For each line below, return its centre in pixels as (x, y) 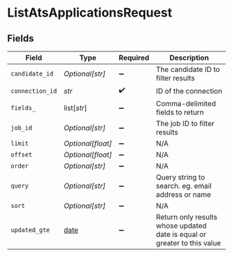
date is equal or (181, 234)
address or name (183, 194)
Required (134, 58)
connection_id (34, 91)
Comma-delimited (186, 104)
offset (21, 155)
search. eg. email (184, 186)
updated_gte (31, 230)
